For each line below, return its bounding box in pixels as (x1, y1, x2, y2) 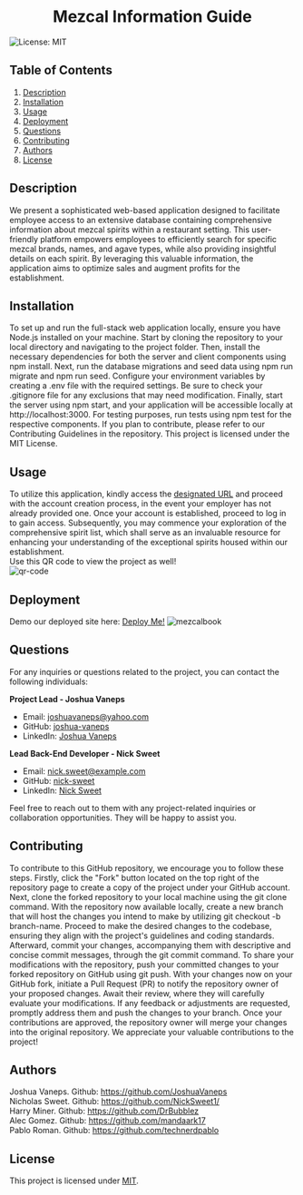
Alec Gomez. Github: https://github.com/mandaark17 (9, 1115, 206, 1126)
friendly (9, 233, 39, 244)
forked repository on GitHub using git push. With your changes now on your (9, 968, 293, 979)
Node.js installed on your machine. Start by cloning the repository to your (9, 332, 283, 343)
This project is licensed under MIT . (9, 1175, 139, 1186)
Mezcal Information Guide (53, 6, 252, 27)
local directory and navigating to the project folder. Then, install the (9, 342, 260, 353)
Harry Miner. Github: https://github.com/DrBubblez (9, 1105, 200, 1117)
